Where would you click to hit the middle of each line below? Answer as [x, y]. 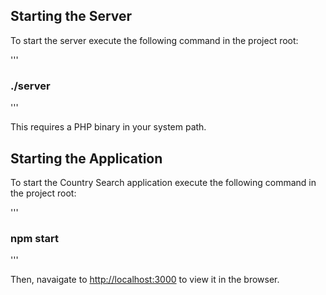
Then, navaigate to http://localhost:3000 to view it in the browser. [145, 280]
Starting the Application [86, 158]
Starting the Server [71, 16]
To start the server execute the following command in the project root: [154, 40]
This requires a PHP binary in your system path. [108, 127]
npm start [35, 238]
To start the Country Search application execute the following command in [163, 182]
